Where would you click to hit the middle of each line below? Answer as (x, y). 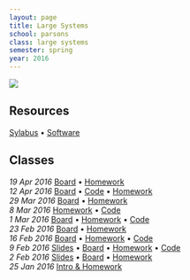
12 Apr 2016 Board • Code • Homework (81, 191)
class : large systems (49, 42)
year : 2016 (29, 58)
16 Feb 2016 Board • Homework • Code (81, 238)
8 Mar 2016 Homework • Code (65, 210)
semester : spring (41, 51)
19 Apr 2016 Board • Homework (67, 182)
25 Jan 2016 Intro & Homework (65, 266)
